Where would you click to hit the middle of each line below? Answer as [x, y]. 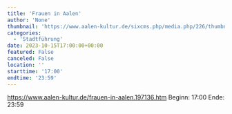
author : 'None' [29, 20]
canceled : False [30, 59]
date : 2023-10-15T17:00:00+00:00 [55, 46]
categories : [24, 33]
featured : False [30, 53]
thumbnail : [23, 26]
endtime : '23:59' [32, 78]
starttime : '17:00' [35, 71]
